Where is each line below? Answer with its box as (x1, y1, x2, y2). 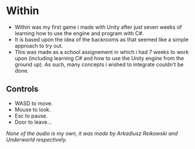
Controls (6, 84, 39, 94)
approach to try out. (14, 42, 63, 49)
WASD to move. (14, 100, 53, 107)
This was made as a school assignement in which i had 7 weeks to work (14, 48, 189, 55)
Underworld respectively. (6, 136, 68, 143)
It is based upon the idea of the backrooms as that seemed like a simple (14, 36, 189, 43)
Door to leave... (14, 118, 52, 126)
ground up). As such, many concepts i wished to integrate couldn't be (14, 60, 184, 68)
